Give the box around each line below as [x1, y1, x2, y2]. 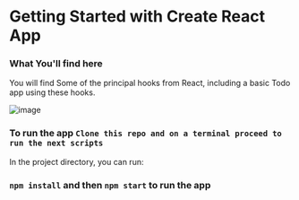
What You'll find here [9, 57, 103, 70]
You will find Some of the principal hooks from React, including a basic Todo [9, 78, 291, 89]
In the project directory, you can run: [9, 156, 144, 167]
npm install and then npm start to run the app [9, 178, 211, 191]
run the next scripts [9, 138, 104, 149]
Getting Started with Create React [9, 6, 266, 27]
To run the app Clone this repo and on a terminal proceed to [9, 127, 282, 140]
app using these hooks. [9, 87, 96, 98]
